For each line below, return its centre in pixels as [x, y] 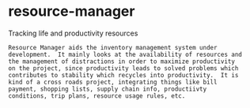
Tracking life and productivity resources [73, 33]
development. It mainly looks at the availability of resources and [125, 54]
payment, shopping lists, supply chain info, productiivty [108, 89]
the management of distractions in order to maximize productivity [122, 61]
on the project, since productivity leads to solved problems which [123, 68]
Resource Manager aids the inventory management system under [113, 47]
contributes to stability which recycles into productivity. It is [123, 75]
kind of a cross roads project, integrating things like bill [113, 82]
